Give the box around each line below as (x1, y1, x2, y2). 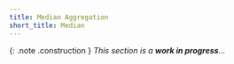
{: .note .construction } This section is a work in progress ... (9, 45, 226, 55)
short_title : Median (9, 21, 86, 30)
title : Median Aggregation (9, 12, 109, 22)
